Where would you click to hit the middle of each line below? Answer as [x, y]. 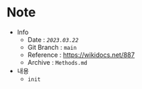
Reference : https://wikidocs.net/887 [81, 55]
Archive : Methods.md [58, 62]
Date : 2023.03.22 [53, 39]
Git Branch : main [52, 47]
